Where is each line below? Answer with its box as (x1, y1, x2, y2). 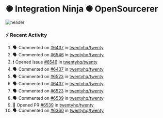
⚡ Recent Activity (5, 31, 48, 38)
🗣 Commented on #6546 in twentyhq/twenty (12, 52, 104, 58)
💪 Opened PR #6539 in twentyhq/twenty (12, 102, 94, 108)
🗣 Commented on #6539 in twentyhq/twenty (12, 95, 104, 101)
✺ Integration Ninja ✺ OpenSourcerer (6, 3, 158, 14)
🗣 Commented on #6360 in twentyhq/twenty (12, 107, 104, 114)
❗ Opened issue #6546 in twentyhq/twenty (12, 59, 98, 65)
